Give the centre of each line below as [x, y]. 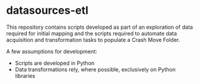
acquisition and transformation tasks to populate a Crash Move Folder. [93, 40]
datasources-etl [47, 10]
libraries [25, 76]
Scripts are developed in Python [55, 63]
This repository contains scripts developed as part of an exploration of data [100, 27]
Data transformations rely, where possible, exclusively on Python [95, 69]
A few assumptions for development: [52, 51]
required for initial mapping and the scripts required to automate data [92, 33]
